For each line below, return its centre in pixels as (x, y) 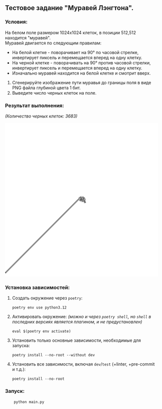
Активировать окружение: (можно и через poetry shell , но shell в (81, 317)
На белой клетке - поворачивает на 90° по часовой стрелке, (75, 52)
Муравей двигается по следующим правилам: (53, 43)
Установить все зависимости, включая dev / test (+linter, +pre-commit (83, 364)
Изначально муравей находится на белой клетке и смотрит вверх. (81, 73)
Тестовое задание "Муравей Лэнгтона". (69, 8)
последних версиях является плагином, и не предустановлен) (77, 322)
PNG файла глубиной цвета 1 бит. (46, 88)
